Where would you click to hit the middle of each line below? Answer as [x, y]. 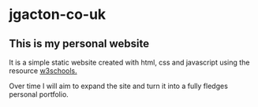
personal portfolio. [39, 94]
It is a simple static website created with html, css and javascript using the [129, 62]
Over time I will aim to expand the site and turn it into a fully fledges [118, 86]
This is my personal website [79, 44]
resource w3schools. [43, 71]
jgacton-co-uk [58, 15]
